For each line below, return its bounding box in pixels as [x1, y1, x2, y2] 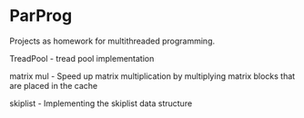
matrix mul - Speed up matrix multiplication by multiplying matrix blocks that [9, 70, 296, 82]
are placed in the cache [9, 80, 98, 91]
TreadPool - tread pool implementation [9, 53, 155, 64]
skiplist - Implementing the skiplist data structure [9, 97, 193, 109]
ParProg [9, 5, 73, 26]
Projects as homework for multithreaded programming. [9, 35, 216, 46]
